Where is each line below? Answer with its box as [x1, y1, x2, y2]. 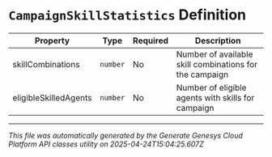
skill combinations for [176, 58, 257, 70]
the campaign [176, 69, 229, 80]
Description [194, 35, 241, 46]
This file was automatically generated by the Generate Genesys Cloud [8, 130, 243, 140]
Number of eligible [176, 82, 247, 93]
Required [132, 35, 168, 46]
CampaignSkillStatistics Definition [8, 6, 247, 24]
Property [35, 35, 70, 46]
